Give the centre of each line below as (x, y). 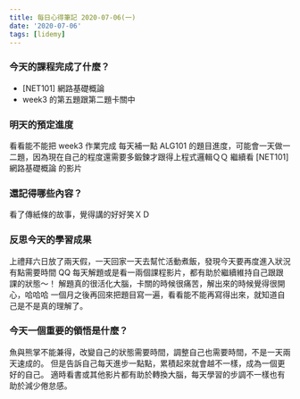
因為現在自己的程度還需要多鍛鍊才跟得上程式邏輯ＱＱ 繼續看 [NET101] (161, 156)
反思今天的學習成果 (50, 240)
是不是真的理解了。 (52, 305)
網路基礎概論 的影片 (46, 168)
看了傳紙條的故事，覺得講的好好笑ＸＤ (79, 214)
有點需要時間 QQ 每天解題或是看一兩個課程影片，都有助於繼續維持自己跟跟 (146, 272)
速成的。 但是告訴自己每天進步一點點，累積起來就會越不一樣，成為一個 (147, 363)
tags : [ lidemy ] (37, 34)
